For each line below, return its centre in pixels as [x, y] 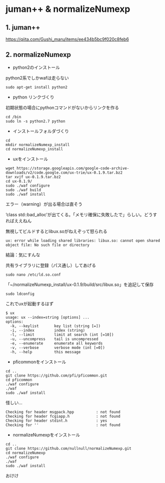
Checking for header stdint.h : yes [56, 421]
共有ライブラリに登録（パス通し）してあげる [51, 265]
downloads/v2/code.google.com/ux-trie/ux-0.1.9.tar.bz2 [64, 172]
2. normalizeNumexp [38, 55]
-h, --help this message [45, 352]
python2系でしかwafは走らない [37, 78]
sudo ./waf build [23, 190]
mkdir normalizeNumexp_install [38, 145]
